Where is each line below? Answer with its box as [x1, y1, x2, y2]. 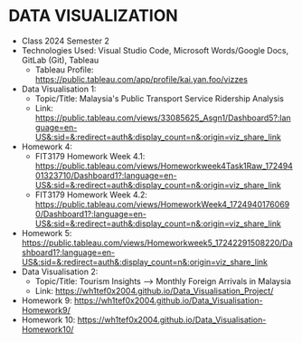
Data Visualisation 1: [21, 83, 97, 94]
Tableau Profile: [34, 64, 94, 75]
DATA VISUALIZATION [8, 5, 178, 26]
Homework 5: [21, 227, 72, 238]
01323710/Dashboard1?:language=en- [34, 169, 177, 181]
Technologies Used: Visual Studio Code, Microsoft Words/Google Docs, [21, 44, 289, 55]
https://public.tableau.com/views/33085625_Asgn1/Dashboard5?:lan [34, 112, 291, 123]
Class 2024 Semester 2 [21, 35, 109, 46]
